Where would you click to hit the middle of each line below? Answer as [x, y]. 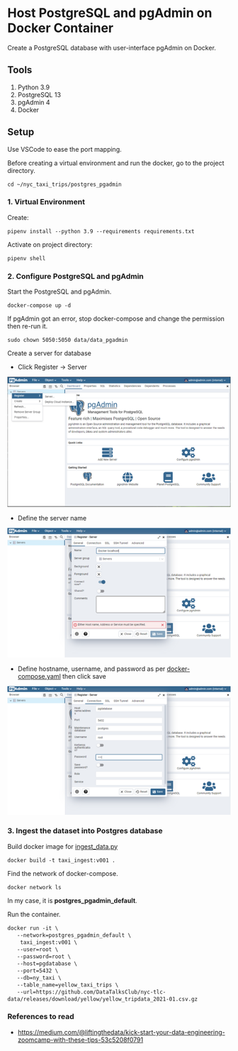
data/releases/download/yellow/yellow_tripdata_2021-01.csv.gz [103, 999]
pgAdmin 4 [34, 102]
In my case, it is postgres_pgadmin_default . [72, 900]
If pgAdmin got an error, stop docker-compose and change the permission [116, 319]
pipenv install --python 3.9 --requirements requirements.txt [101, 231]
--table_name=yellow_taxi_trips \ [68, 985]
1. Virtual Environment [46, 202]
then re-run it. [28, 326]
